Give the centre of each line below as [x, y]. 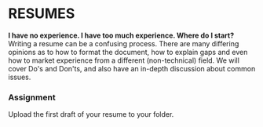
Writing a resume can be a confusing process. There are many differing [124, 43]
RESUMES [42, 14]
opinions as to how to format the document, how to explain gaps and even [128, 52]
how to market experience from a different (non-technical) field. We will [124, 60]
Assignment [32, 97]
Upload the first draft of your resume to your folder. [91, 114]
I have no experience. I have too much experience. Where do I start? [121, 35]
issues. [20, 77]
